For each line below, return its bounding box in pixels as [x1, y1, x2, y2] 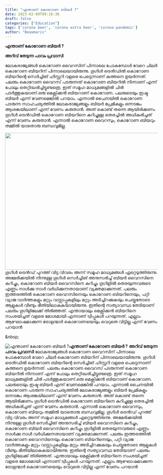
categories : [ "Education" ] [5, 20, 60, 26]
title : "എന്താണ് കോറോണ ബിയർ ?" [5, 7, 79, 12]
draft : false [5, 16, 32, 21]
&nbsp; [5, 334, 19, 340]
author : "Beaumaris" [5, 30, 47, 35]
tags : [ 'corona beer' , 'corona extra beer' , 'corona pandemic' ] [5, 25, 138, 30]
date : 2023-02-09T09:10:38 [5, 12, 60, 17]
